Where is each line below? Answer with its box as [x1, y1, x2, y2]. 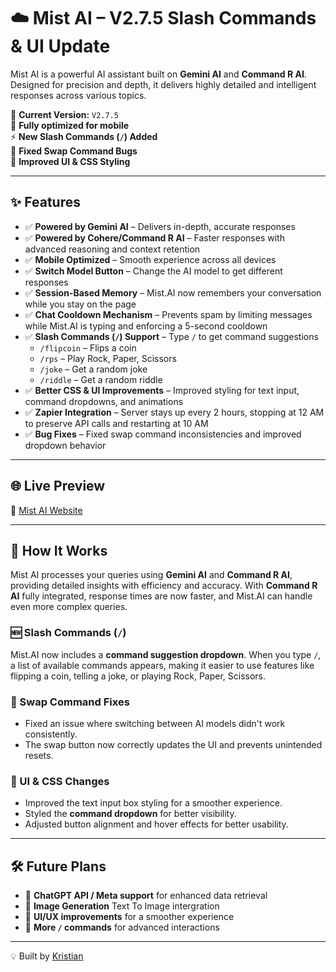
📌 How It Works [10, 542, 108, 559]
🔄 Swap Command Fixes [10, 695, 130, 709]
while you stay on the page [24, 298, 137, 310]
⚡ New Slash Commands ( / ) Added [10, 130, 158, 142]
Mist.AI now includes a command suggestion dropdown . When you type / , [10, 648, 322, 660]
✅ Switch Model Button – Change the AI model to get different [24, 265, 283, 277]
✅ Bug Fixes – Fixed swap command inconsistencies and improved [24, 428, 302, 440]
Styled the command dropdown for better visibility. [24, 808, 237, 820]
